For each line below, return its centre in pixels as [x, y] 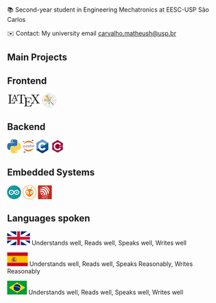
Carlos [16, 20]
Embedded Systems [51, 173]
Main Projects [37, 57]
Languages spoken [49, 218]
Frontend [27, 81]
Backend [26, 127]
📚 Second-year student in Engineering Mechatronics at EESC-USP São [108, 10]
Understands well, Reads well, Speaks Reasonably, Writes [111, 264]
